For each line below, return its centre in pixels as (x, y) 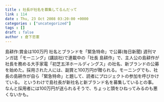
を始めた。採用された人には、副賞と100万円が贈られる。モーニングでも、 (79, 70)
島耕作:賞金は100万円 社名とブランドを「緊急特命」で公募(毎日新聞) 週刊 (79, 51)
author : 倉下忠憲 (23, 37)
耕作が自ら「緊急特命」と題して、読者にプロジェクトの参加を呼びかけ (88, 76)
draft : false (20, 32)
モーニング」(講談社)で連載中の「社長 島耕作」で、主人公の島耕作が (91, 57)
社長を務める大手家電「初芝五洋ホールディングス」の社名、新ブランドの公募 (82, 64)
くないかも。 (18, 94)
